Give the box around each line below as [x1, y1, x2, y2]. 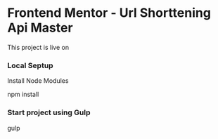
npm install [7, 90, 39, 99]
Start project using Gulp [7, 107, 91, 117]
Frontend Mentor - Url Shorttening [7, 5, 211, 21]
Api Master [7, 20, 73, 36]
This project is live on [7, 43, 69, 51]
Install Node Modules [7, 77, 69, 85]
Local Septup [7, 60, 54, 70]
